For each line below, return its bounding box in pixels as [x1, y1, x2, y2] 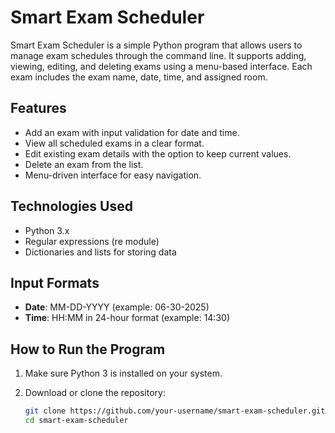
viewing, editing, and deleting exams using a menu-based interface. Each [10, 60, 313, 72]
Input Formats [10, 274, 100, 291]
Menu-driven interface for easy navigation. [24, 169, 202, 181]
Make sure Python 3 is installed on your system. [24, 367, 223, 380]
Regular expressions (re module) [24, 235, 160, 247]
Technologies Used [10, 198, 133, 215]
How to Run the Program [10, 341, 166, 358]
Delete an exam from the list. [24, 158, 144, 170]
